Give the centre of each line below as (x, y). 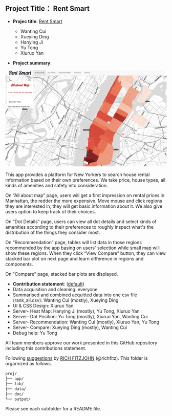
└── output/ (18, 399)
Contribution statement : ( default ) (48, 284)
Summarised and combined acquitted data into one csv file (75, 295)
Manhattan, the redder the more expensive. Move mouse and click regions (84, 201)
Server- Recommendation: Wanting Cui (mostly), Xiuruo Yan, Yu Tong (86, 322)
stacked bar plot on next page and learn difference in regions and (74, 258)
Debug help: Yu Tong (35, 333)
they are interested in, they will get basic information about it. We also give (84, 206)
